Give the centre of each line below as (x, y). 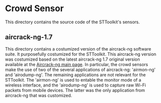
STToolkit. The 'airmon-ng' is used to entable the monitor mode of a (73, 80)
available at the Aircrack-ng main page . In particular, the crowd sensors (77, 64)
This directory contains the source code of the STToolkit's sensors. (72, 22)
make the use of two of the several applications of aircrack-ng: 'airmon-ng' (80, 69)
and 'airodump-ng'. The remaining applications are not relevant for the (75, 75)
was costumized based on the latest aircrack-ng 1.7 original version (72, 59)
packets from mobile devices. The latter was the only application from (75, 90)
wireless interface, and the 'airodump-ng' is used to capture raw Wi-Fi (75, 85)
